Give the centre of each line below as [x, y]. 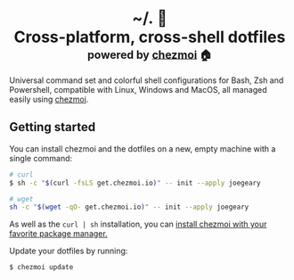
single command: [41, 158]
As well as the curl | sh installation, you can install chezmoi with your [138, 224]
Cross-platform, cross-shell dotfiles [150, 37]
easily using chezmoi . [49, 99]
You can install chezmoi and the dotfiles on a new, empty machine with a [143, 148]
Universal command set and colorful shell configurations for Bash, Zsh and [147, 80]
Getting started [53, 127]
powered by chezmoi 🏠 [150, 54]
